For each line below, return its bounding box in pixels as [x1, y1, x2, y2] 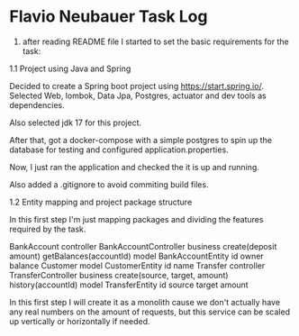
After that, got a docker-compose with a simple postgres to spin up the [9, 134, 273, 145]
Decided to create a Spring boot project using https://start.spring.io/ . [9, 80, 264, 91]
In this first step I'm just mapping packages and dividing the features [9, 213, 264, 224]
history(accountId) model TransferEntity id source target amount [9, 279, 249, 290]
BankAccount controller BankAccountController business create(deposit [9, 241, 277, 251]
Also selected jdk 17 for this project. [9, 117, 142, 128]
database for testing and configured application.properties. [9, 144, 229, 155]
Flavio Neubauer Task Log [9, 6, 208, 27]
